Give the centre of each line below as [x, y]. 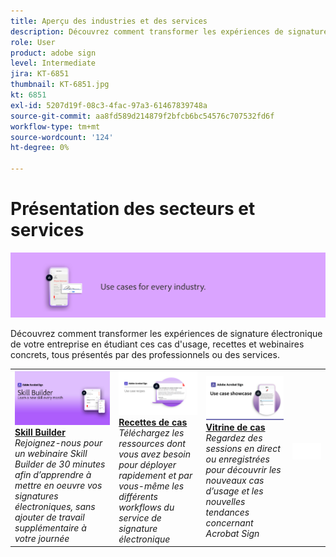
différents [138, 496]
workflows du [146, 507]
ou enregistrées [237, 459]
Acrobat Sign [232, 533]
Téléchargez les [151, 432]
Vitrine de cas [235, 427]
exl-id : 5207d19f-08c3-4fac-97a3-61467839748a [109, 105]
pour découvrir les [243, 469]
